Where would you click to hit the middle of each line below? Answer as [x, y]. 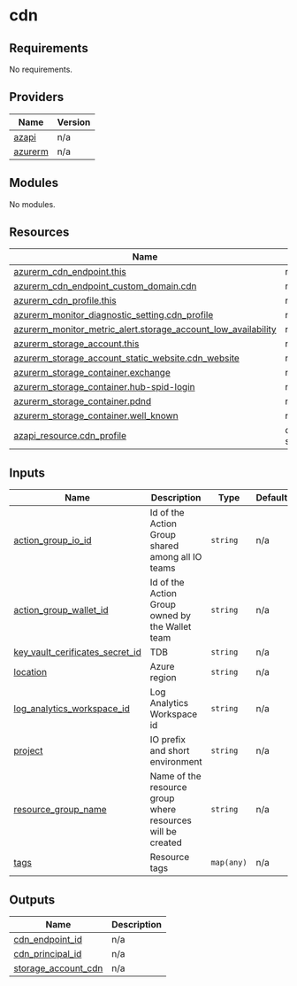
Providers [37, 97]
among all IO [176, 557]
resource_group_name [61, 810]
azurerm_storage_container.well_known [96, 415]
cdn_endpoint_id [48, 940]
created [166, 842]
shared [164, 546]
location [30, 672]
